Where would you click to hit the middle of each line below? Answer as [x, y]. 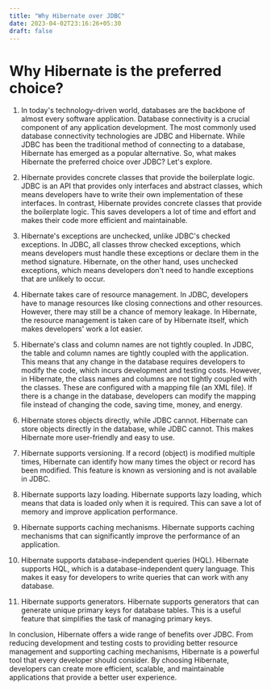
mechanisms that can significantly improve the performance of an [130, 536]
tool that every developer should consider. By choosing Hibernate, [119, 660]
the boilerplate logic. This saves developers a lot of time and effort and [138, 212]
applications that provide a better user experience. [93, 677]
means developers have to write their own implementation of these [132, 195]
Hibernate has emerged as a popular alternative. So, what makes [128, 154]
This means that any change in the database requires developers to [133, 362]
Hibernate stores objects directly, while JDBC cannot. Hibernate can [134, 420]
